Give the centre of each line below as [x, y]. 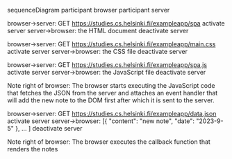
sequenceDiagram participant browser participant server [89, 10]
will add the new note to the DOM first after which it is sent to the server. [111, 100]
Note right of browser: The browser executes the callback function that [109, 142]
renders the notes [33, 149]
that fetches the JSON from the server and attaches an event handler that [113, 93]
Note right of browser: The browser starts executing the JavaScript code [111, 85]
